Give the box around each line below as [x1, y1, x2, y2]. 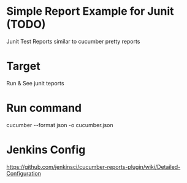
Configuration [6, 169, 42, 177]
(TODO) [6, 17, 46, 31]
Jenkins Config [6, 143, 86, 157]
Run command [6, 101, 82, 115]
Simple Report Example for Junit [6, 4, 174, 18]
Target [6, 60, 41, 73]
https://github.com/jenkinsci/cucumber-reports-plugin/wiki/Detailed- [6, 163, 181, 170]
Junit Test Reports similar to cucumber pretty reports [6, 37, 140, 45]
